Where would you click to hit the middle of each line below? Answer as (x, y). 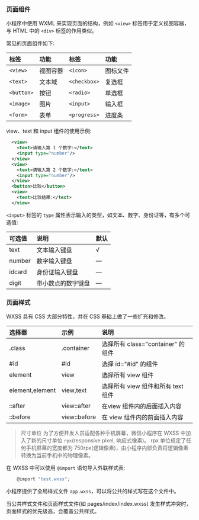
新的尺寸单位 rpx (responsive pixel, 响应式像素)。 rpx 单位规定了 (109, 441)
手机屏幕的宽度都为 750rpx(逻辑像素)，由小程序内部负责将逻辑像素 (107, 448)
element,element (33, 390)
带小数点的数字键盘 (63, 283)
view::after (76, 406)
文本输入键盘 (54, 250)
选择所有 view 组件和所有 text (142, 386)
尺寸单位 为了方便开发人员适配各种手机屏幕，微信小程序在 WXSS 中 (103, 433)
